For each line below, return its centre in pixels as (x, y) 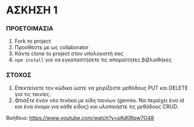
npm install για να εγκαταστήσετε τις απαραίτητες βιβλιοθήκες (93, 60)
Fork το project (33, 41)
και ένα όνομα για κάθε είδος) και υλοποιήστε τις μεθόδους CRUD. (96, 107)
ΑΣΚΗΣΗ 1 (32, 10)
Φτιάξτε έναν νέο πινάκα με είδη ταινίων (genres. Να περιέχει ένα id (99, 100)
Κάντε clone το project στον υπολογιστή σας (69, 54)
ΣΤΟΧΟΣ (19, 75)
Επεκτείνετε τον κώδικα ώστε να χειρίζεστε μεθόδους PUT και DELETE (101, 88)
